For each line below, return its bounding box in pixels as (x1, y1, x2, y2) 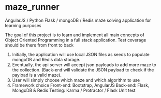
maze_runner (5, 1, 60, 13)
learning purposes (5, 22, 42, 28)
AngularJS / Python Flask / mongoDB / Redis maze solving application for (5, 17, 151, 23)
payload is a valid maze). (12, 72, 62, 78)
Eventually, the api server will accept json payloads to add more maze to (12, 62, 156, 68)
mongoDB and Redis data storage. (12, 56, 81, 62)
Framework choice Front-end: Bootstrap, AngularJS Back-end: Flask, (12, 82, 149, 88)
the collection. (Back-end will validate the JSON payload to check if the (12, 67, 154, 72)
